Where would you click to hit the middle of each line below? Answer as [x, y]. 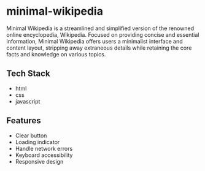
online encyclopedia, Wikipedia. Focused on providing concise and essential [103, 34]
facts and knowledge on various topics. [56, 54]
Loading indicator [37, 142]
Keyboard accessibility [44, 155]
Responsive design [39, 161]
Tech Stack [28, 74]
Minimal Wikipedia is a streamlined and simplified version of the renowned [100, 28]
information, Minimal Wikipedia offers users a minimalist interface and [95, 41]
